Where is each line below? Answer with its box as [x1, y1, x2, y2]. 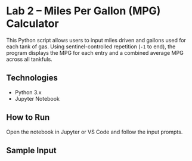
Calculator [6, 17, 59, 30]
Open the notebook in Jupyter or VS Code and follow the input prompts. [6, 128, 183, 135]
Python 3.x [14, 88, 42, 96]
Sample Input [6, 145, 57, 156]
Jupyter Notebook [14, 95, 60, 102]
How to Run [6, 112, 50, 123]
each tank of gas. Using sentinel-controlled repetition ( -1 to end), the [6, 43, 176, 50]
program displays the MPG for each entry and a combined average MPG [6, 49, 184, 56]
